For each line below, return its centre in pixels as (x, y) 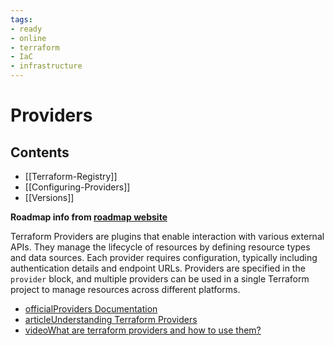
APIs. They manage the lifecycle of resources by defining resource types (160, 247)
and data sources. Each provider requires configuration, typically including (164, 257)
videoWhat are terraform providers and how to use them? (143, 330)
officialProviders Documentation (91, 309)
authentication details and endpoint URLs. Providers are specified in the (158, 268)
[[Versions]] (49, 197)
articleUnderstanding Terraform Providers (111, 319)
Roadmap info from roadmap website (89, 217)
